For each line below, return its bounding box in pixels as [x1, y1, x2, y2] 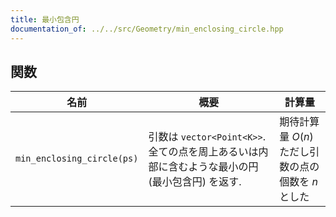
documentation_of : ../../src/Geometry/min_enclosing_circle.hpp [10, 24, 284, 34]
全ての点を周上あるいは [148, 145, 259, 159]
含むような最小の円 [168, 160, 259, 174]
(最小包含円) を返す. [148, 175, 242, 189]
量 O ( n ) [279, 130, 314, 144]
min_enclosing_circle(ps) [15, 153, 139, 165]
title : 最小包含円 [10, 14, 80, 25]
